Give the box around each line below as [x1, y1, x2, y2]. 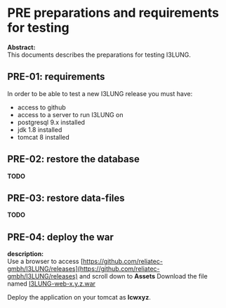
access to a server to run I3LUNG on [17, 110, 124, 119]
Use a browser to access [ [7, 257, 84, 266]
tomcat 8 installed [17, 133, 70, 141]
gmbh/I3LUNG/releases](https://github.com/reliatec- [7, 265, 160, 273]
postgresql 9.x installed [17, 118, 86, 126]
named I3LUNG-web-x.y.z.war [7, 279, 96, 288]
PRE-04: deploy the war [7, 231, 114, 243]
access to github [17, 103, 66, 112]
